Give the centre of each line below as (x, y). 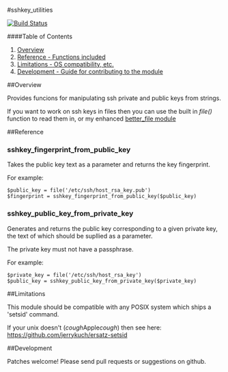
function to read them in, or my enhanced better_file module (91, 119)
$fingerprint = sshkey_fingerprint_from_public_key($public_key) (102, 197)
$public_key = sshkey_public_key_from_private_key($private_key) (102, 281)
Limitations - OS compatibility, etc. (65, 64)
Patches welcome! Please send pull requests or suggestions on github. (107, 361)
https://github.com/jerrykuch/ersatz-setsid (67, 334)
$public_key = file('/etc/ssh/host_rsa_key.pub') (79, 190)
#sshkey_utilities (30, 10)
